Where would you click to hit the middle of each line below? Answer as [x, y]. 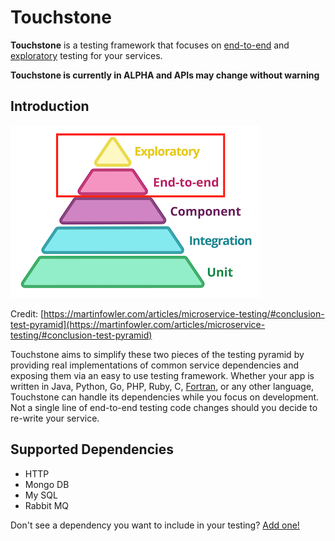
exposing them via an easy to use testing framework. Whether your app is [162, 375]
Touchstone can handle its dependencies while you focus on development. [165, 397]
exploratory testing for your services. [86, 55]
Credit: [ [27, 313]
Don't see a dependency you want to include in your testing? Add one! [155, 525]
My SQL [41, 495]
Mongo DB [47, 484]
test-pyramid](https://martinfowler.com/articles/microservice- [138, 324]
